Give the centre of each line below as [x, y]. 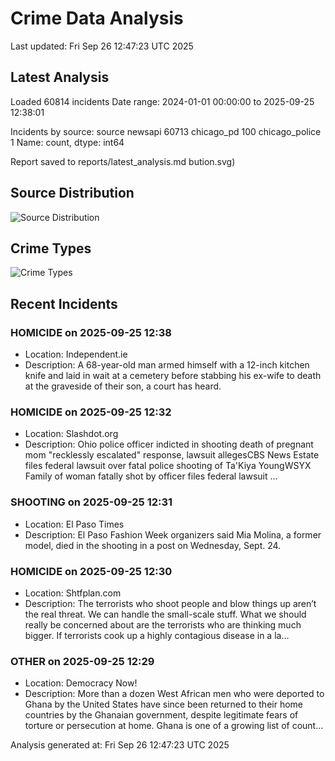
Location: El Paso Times [74, 524]
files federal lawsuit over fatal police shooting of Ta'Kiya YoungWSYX [168, 466]
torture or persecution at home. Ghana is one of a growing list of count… [174, 726]
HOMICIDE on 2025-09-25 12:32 [91, 412]
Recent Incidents [64, 303]
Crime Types [51, 248]
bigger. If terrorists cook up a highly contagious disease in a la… [157, 635]
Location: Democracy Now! [81, 683]
